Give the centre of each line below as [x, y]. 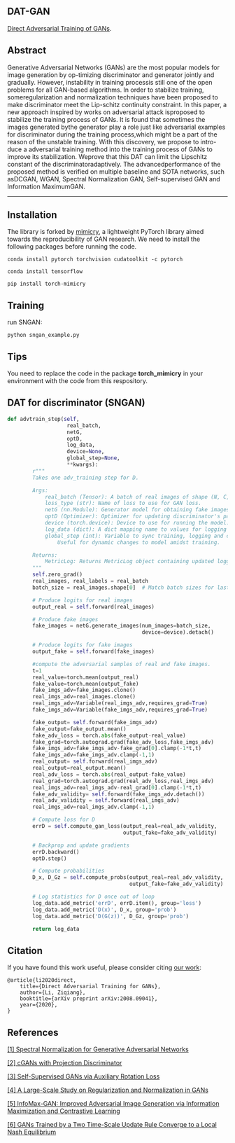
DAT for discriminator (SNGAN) [76, 403]
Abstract [27, 51]
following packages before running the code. [72, 247]
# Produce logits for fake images [83, 645]
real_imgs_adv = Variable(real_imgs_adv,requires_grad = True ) [120, 703]
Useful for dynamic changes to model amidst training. [138, 542]
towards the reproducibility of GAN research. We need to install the [104, 239]
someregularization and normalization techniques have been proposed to [113, 97]
